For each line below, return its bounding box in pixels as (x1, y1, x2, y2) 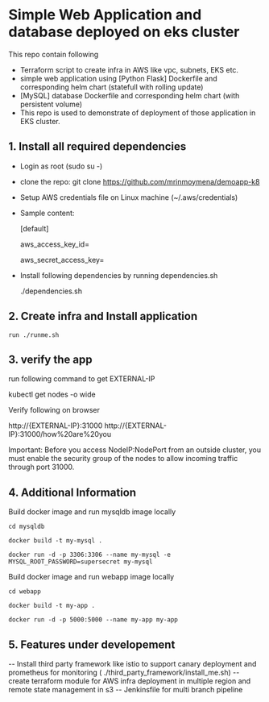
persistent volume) (19, 99, 83, 109)
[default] (19, 223, 49, 233)
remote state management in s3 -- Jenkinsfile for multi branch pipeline (8, 685, 243, 694)
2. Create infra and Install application (8, 309, 198, 323)
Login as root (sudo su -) (19, 161, 103, 171)
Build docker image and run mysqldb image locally (8, 507, 176, 517)
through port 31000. (8, 462, 75, 472)
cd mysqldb (8, 522, 45, 531)
